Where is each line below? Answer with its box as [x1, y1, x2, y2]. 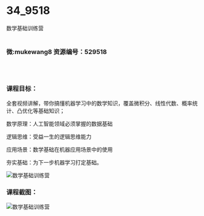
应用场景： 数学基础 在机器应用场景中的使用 [6, 146, 113, 153]
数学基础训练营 [6, 24, 44, 32]
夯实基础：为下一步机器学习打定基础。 [6, 158, 102, 166]
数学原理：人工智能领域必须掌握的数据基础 [6, 120, 113, 127]
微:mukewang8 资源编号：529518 [6, 47, 107, 56]
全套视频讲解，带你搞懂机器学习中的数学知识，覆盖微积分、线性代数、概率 [6, 100, 192, 107]
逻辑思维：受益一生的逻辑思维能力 [6, 133, 92, 140]
